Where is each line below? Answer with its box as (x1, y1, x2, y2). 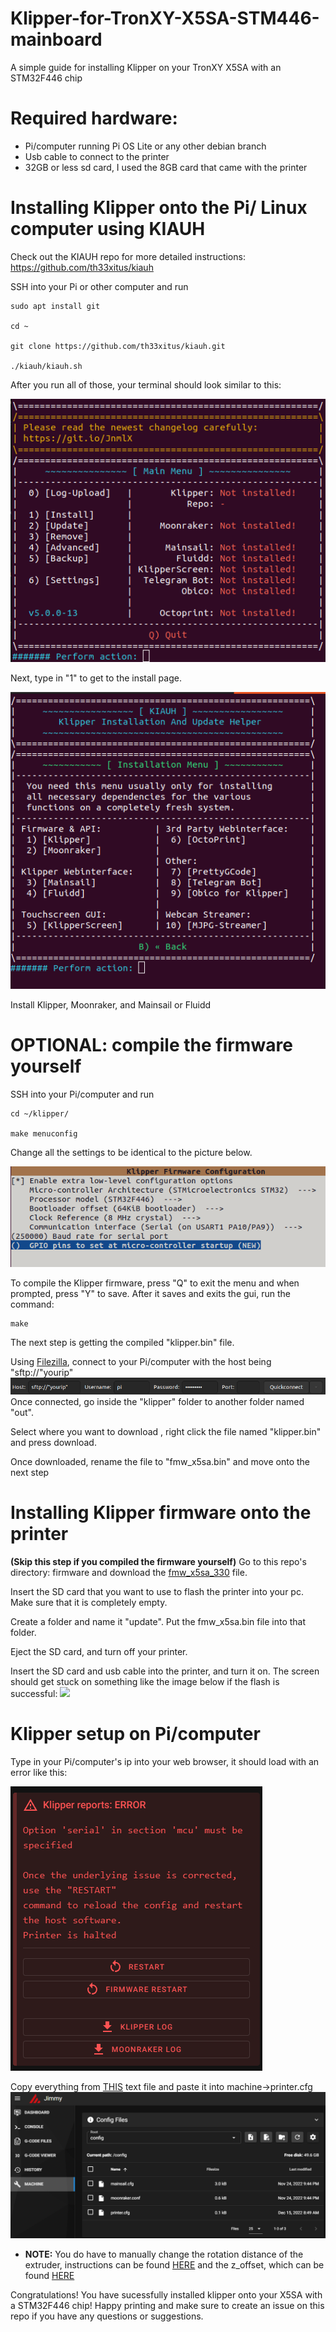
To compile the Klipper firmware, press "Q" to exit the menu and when (10, 1277, 300, 1289)
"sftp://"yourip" (10, 1366, 74, 1378)
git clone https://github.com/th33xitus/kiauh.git (10, 341, 226, 351)
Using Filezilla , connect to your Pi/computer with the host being (10, 1355, 272, 1367)
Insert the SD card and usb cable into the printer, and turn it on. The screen (10, 1665, 320, 1677)
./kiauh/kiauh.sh (10, 361, 83, 371)
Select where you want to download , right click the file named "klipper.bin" (10, 1426, 322, 1437)
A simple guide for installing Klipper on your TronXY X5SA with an (10, 61, 282, 73)
